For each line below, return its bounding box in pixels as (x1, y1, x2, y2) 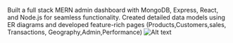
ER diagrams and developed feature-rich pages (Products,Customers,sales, (7, 21, 227, 28)
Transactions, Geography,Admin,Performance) (7, 28, 143, 36)
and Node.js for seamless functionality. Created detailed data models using (7, 13, 225, 21)
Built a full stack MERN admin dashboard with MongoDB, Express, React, (7, 6, 219, 14)
